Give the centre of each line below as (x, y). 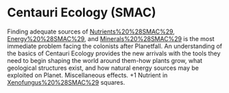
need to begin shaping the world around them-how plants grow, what (105, 60)
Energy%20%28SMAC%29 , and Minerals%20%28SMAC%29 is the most (111, 38)
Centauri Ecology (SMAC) (82, 13)
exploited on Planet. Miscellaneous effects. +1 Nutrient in (87, 75)
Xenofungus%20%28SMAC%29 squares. (66, 82)
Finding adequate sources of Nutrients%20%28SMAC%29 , (91, 31)
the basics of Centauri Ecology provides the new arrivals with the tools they (114, 53)
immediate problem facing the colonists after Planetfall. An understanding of (115, 46)
